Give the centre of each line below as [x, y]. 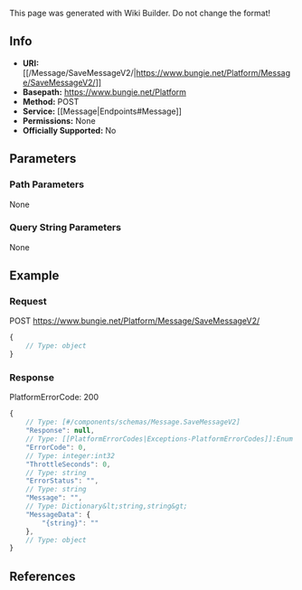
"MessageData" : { [58, 514]
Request [28, 302]
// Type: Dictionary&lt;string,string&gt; [107, 506]
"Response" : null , [60, 431]
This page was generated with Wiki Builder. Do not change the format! [140, 13]
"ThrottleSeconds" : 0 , [68, 464]
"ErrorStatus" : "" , [62, 481]
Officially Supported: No [69, 130]
